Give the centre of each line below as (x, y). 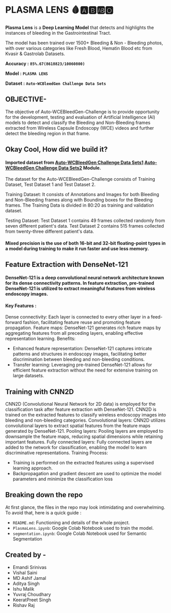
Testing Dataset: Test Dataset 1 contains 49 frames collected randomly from (85, 220)
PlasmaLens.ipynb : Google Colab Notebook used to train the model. (83, 528)
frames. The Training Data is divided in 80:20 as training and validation (80, 205)
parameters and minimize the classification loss (63, 479)
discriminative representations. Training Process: (57, 453)
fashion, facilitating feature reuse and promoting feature (82, 323)
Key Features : (21, 305)
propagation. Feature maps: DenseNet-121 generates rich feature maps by (83, 328)
